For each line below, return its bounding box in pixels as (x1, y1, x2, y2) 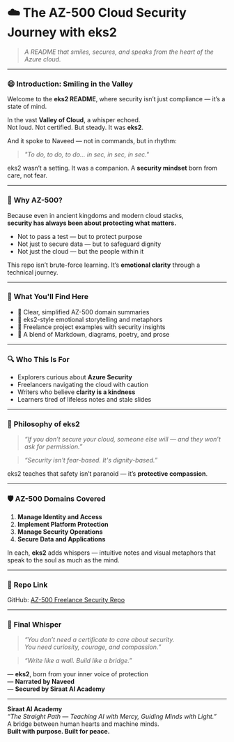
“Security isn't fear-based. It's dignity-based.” (24, 456, 158, 465)
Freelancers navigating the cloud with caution (17, 381, 148, 389)
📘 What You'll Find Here (7, 292, 89, 302)
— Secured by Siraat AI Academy (7, 685, 106, 693)
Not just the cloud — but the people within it (17, 247, 144, 255)
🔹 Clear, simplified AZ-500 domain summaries (17, 307, 150, 316)
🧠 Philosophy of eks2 (7, 419, 80, 429)
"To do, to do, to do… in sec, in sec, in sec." (24, 150, 150, 159)
